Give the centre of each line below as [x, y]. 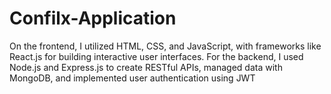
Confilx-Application [93, 18]
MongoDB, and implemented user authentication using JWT [132, 78]
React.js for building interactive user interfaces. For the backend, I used [156, 56]
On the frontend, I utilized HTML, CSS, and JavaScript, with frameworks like [165, 46]
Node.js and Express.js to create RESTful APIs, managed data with [146, 67]
